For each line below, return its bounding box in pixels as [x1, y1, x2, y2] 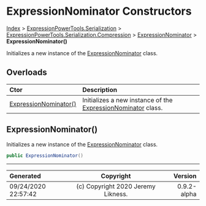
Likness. [104, 190, 128, 199]
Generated [9, 172, 41, 180]
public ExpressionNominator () [6, 152, 84, 159]
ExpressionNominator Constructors [6, 4, 192, 18]
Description [82, 85, 118, 94]
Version [173, 172, 197, 180]
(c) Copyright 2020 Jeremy [76, 182, 156, 191]
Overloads [6, 67, 47, 78]
